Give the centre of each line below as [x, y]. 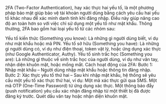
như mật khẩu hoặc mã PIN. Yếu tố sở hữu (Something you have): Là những [82, 44]
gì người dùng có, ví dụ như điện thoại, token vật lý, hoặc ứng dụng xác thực [83, 49]
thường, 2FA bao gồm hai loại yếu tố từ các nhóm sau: [60, 29]
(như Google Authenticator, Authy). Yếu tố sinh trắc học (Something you [79, 54]
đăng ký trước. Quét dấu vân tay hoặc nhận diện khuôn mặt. [67, 96]
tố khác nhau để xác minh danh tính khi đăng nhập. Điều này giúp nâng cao [83, 18]
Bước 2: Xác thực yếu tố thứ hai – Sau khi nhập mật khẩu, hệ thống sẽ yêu [81, 75]
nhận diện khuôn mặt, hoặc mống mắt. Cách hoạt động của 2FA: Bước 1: [79, 65]
